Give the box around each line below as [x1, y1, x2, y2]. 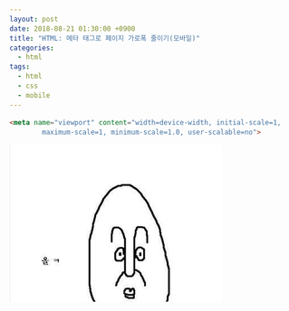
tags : [9, 62, 30, 71]
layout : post [9, 14, 59, 24]
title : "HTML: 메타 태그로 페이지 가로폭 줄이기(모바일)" [9, 33, 201, 42]
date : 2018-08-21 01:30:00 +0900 [9, 24, 136, 33]
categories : [9, 43, 54, 52]
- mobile [17, 90, 51, 99]
